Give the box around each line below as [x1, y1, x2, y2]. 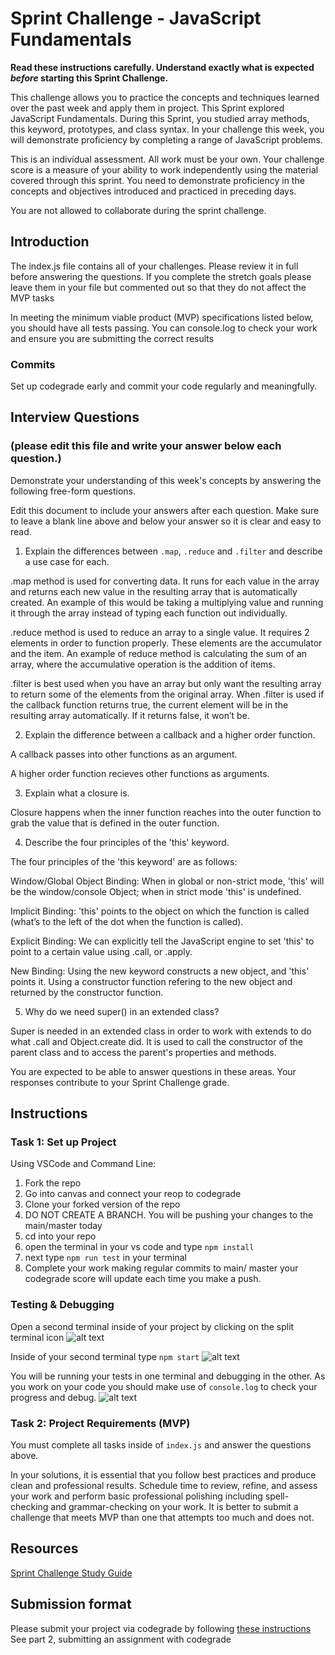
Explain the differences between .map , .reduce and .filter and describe [24, 545, 323, 557]
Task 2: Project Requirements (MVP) [10, 1416, 191, 1430]
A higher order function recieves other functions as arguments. [10, 767, 270, 779]
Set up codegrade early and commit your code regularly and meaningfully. [10, 380, 318, 392]
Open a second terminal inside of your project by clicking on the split [10, 1320, 295, 1332]
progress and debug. [10, 1391, 97, 1403]
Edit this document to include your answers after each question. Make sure [10, 504, 320, 516]
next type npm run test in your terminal [24, 1252, 187, 1264]
